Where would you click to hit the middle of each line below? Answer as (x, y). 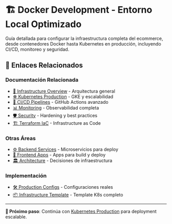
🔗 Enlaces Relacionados (44, 65)
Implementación (26, 175)
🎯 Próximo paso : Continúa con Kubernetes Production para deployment (81, 211)
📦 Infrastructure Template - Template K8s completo (68, 195)
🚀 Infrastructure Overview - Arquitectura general (64, 91)
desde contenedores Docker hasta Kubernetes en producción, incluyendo (83, 43)
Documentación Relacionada (42, 80)
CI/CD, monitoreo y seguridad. (37, 49)
